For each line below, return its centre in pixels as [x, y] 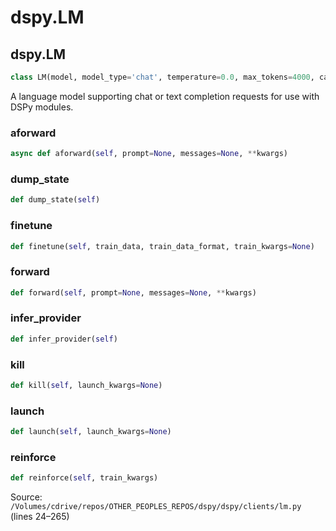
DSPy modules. [42, 107]
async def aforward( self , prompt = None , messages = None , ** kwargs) [149, 154]
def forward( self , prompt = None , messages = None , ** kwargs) [133, 292]
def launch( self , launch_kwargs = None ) [91, 432]
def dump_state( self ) [55, 200]
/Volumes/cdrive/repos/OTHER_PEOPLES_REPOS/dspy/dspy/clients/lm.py [156, 507]
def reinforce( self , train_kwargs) [84, 478]
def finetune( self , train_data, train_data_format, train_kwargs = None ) [162, 246]
